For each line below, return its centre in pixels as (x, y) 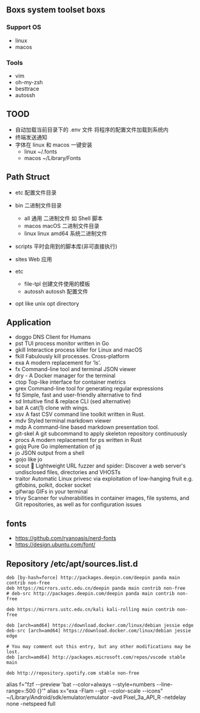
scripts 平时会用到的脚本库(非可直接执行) (66, 246)
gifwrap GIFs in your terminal (51, 492)
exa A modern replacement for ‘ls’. (58, 363)
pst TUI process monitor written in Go (62, 343)
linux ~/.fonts (41, 152)
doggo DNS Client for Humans (53, 337)
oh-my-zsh (29, 82)
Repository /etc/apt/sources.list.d (72, 564)
